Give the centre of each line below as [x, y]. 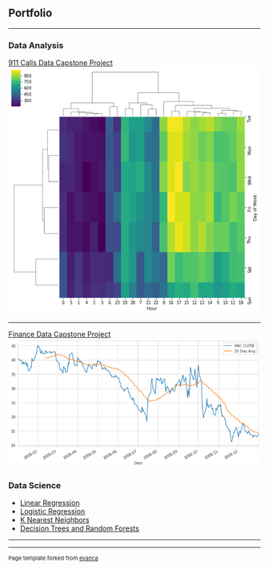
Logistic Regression [52, 511]
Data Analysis [36, 45]
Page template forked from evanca [53, 558]
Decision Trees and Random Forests [80, 528]
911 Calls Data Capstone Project [61, 63]
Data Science [35, 485]
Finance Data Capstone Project [60, 334]
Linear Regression [50, 503]
